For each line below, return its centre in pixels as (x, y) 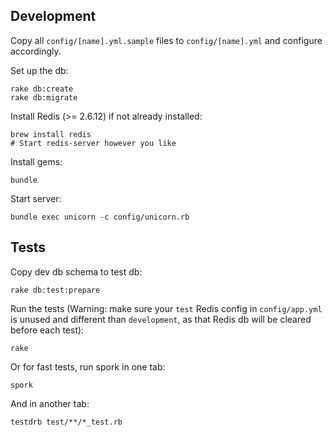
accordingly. (36, 51)
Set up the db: (39, 70)
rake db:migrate (44, 97)
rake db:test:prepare (55, 290)
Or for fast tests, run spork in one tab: (88, 366)
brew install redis (51, 134)
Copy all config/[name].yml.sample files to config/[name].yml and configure (166, 40)
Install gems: (36, 161)
